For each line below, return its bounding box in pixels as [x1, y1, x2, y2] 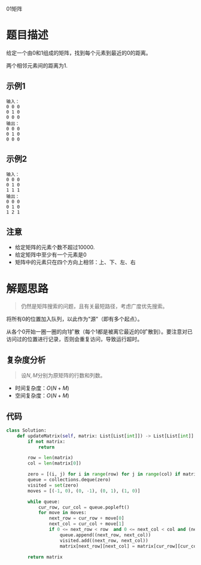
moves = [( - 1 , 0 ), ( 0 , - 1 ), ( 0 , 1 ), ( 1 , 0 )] [28, 488, 141, 494]
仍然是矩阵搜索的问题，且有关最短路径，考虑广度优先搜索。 [20, 303, 168, 310]
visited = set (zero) [28, 482, 79, 488]
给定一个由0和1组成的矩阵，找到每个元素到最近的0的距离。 [6, 49, 151, 56]
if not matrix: [28, 438, 66, 444]
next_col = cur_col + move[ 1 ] [48, 521, 124, 527]
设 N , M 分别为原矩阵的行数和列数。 [20, 372, 106, 379]
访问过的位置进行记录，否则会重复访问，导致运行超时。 [6, 335, 142, 343]
